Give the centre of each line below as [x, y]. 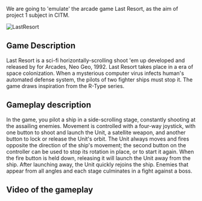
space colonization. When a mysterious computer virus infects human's [95, 73]
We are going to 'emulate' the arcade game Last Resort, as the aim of [92, 9]
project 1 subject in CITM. [38, 15]
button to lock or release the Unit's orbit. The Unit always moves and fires [98, 139]
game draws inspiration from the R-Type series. [65, 86]
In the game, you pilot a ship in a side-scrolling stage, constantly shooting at [101, 120]
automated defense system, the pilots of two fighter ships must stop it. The [99, 79]
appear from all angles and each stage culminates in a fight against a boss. [99, 171]
